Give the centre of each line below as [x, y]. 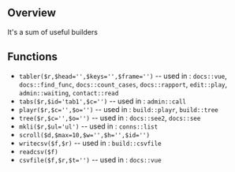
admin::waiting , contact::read [69, 92]
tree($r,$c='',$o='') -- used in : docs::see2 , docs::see [110, 118]
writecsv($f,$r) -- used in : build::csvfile [90, 143]
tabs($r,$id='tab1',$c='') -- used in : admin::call [103, 101]
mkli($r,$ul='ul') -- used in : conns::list [88, 126]
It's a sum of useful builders [52, 32]
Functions [33, 57]
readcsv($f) [38, 152]
